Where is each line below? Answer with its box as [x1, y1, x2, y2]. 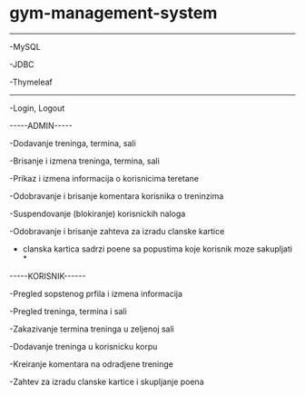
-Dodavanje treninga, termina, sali [9, 137, 136, 148]
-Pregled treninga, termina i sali [9, 305, 127, 316]
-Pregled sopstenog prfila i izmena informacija [9, 288, 183, 299]
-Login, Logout [9, 103, 65, 114]
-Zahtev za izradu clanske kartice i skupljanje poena [9, 376, 204, 387]
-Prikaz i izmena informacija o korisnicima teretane [9, 173, 200, 183]
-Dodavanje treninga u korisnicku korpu [9, 341, 158, 351]
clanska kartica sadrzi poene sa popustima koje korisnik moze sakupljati [22, 243, 293, 254]
